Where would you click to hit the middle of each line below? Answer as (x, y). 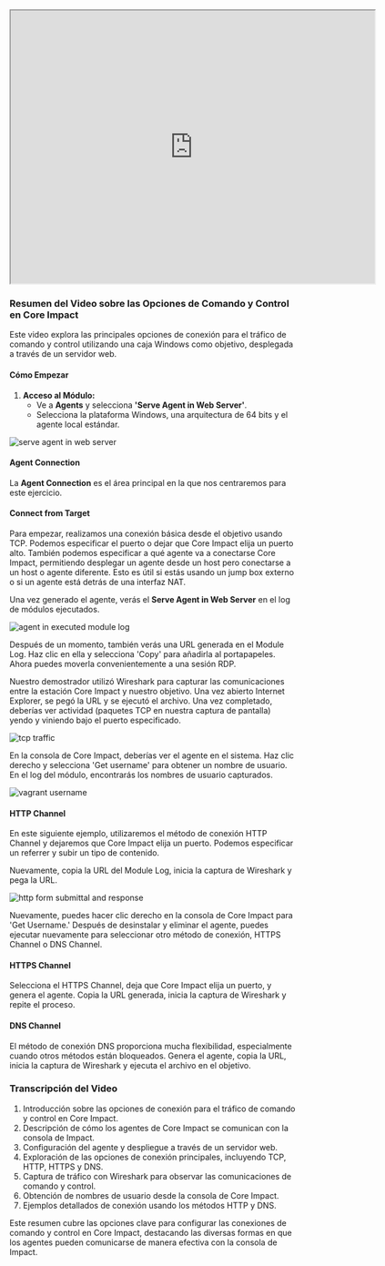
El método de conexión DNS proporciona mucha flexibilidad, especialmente (151, 1046)
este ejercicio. (36, 492)
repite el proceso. (42, 1005)
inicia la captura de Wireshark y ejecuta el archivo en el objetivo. (131, 1065)
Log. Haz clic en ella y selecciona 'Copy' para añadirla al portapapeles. (142, 653)
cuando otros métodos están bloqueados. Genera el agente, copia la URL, (148, 1056)
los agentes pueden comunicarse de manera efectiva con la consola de (143, 1242)
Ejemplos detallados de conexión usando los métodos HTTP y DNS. (149, 1205)
